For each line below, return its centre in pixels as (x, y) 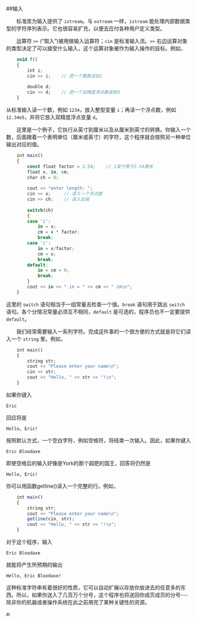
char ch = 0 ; (43, 177)
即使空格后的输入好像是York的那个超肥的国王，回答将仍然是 (78, 463)
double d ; (39, 87)
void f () (27, 59)
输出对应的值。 (24, 144)
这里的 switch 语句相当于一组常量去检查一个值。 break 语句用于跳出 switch (96, 304)
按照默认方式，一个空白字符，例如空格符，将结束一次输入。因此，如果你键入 (98, 440)
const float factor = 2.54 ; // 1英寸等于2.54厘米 (90, 167)
